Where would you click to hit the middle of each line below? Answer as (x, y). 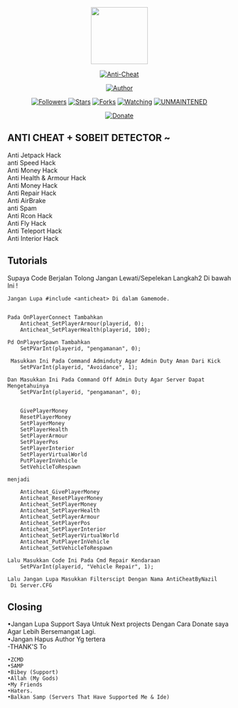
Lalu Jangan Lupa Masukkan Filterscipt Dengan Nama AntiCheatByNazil (113, 579)
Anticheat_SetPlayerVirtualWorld (70, 535)
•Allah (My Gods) (33, 679)
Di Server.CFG (31, 585)
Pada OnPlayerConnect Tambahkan (55, 317)
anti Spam (22, 208)
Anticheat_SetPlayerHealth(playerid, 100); (86, 330)
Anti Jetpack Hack (34, 155)
